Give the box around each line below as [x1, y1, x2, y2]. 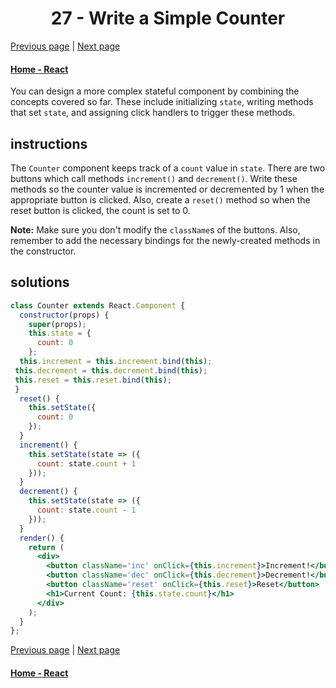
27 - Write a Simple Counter [50, 7, 286, 30]
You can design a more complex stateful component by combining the [10, 85, 300, 97]
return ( [28, 542, 65, 552]
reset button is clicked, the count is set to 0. [10, 204, 191, 216]
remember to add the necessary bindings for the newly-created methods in [10, 234, 321, 246]
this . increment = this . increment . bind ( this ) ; [19, 357, 213, 367]
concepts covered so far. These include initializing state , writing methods [10, 96, 314, 108]
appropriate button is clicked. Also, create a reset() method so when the [10, 193, 311, 206]
